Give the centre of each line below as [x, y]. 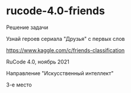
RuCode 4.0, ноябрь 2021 [38, 62]
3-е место [19, 85]
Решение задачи [27, 27]
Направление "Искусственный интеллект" [60, 73]
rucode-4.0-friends [56, 11]
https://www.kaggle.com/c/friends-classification [65, 50]
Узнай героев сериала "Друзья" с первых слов [65, 39]
